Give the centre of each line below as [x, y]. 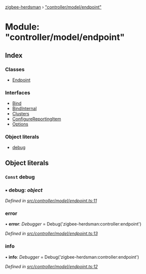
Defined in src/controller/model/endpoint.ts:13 [51, 234]
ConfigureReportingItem [36, 119]
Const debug [20, 177]
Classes [15, 69]
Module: [22, 27]
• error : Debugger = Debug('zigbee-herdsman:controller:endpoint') [73, 224]
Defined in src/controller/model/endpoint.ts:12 [51, 266]
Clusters [21, 114]
